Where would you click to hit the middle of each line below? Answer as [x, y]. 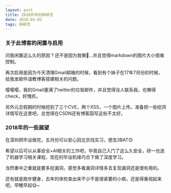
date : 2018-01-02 [24, 19]
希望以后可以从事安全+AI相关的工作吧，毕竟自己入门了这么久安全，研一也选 [85, 151]
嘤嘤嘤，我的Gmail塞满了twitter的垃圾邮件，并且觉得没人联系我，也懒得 [81, 89]
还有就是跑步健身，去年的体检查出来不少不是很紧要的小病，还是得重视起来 [83, 179]
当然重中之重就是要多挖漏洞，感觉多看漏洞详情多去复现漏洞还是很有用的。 [83, 168]
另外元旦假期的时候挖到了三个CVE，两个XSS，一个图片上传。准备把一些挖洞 [86, 107]
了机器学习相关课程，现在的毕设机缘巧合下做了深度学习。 [66, 157]
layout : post [19, 10]
